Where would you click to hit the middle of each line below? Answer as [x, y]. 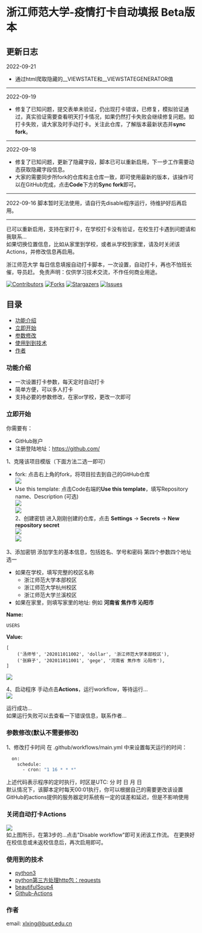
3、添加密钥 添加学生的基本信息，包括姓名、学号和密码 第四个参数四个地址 [99, 552]
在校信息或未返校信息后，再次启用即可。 [56, 842]
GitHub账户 [29, 441]
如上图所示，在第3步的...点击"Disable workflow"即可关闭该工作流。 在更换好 [101, 835]
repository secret [37, 525]
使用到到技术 [31, 343]
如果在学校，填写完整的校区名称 [54, 572]
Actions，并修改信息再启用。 [42, 252]
